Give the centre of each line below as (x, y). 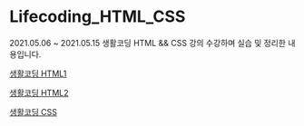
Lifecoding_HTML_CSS (98, 17)
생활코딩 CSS (33, 111)
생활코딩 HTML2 (39, 92)
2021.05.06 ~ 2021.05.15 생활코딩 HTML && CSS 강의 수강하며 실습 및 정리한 (147, 43)
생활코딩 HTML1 (38, 73)
